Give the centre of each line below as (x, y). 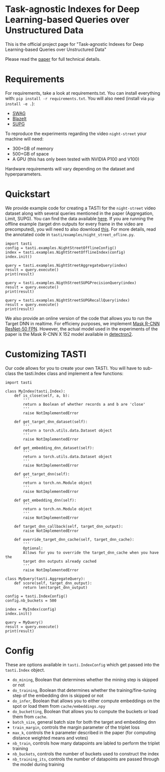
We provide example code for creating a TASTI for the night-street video (81, 208)
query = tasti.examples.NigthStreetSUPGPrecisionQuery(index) (71, 283)
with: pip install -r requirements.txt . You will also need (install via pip (80, 98)
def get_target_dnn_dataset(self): (51, 422)
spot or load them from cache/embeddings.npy (59, 706)
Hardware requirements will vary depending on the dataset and (70, 168)
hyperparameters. (24, 174)
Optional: (33, 548)
